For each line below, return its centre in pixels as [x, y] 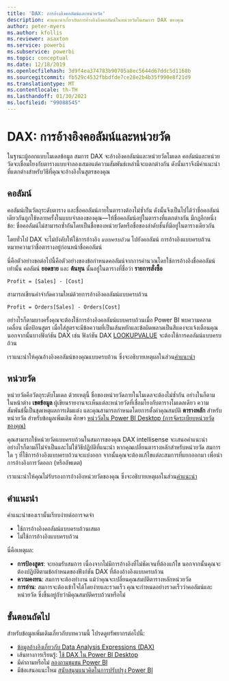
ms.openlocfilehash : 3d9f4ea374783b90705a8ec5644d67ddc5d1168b [99, 71]
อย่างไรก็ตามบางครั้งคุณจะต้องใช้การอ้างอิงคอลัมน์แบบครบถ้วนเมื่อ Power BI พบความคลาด [109, 320]
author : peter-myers [37, 26]
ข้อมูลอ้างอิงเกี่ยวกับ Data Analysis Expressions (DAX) [86, 647]
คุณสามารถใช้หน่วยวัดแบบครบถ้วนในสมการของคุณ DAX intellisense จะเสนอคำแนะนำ [107, 440]
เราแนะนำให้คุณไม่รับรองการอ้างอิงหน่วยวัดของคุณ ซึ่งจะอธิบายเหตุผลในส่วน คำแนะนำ [102, 477]
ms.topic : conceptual [38, 58]
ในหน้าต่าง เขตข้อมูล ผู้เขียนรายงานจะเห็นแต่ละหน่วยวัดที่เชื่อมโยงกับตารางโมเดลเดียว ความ [108, 403]
